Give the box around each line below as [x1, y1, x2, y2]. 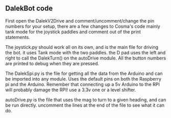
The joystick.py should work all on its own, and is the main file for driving [5, 44, 159, 50]
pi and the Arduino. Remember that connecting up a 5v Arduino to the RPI [5, 81, 160, 87]
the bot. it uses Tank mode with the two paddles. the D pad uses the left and [5, 49, 166, 55]
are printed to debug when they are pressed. [5, 60, 100, 66]
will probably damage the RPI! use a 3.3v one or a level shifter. [5, 87, 136, 93]
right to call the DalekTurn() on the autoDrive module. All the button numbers [5, 55, 166, 61]
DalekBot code [5, 4, 53, 13]
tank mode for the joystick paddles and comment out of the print [5, 28, 141, 35]
